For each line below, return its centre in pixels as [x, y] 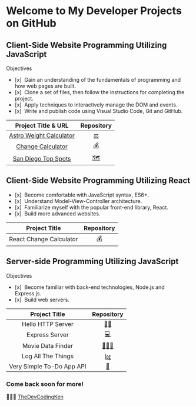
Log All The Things [48, 356]
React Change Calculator [44, 239]
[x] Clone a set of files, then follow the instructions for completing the [99, 92]
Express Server [47, 335]
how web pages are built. [45, 86]
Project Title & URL [42, 126]
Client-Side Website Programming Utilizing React [98, 181]
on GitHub [31, 23]
